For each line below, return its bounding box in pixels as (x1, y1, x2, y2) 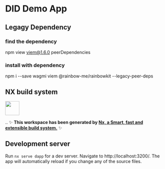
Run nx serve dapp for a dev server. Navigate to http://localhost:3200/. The (5, 153, 160, 159)
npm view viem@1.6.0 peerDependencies (5, 49, 91, 55)
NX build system (5, 87, 58, 96)
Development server (5, 139, 70, 148)
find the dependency (5, 38, 57, 45)
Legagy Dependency (5, 23, 71, 31)
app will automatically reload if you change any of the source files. (5, 158, 142, 164)
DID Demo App (5, 3, 67, 14)
